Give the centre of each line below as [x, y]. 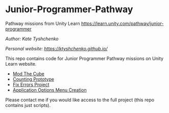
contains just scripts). [28, 105]
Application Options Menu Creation [50, 90]
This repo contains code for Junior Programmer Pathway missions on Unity [84, 58]
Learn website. [21, 64]
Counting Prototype [33, 79]
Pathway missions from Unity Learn [43, 23]
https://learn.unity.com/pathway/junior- [122, 23]
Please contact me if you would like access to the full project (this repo [80, 100]
